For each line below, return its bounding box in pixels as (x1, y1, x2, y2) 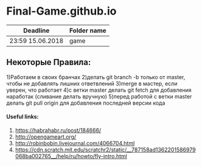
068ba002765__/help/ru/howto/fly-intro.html (15, 152, 128, 159)
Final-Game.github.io (6, 4, 117, 18)
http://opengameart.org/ (15, 133, 77, 140)
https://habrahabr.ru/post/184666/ (15, 126, 102, 134)
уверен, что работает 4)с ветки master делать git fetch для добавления (6, 86, 192, 94)
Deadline (23, 26, 50, 35)
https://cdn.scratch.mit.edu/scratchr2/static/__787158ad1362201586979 (15, 146, 196, 153)
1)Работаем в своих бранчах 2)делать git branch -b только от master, (6, 73, 186, 80)
